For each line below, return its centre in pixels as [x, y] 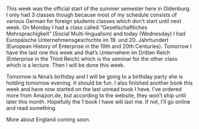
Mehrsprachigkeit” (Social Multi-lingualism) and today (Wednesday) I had [96, 34]
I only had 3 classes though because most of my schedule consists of [91, 15]
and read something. [31, 108]
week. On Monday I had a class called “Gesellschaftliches [77, 27]
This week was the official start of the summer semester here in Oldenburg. [99, 9]
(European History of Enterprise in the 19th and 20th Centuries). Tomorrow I [99, 46]
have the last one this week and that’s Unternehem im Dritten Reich [88, 52]
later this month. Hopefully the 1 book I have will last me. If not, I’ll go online [98, 102]
